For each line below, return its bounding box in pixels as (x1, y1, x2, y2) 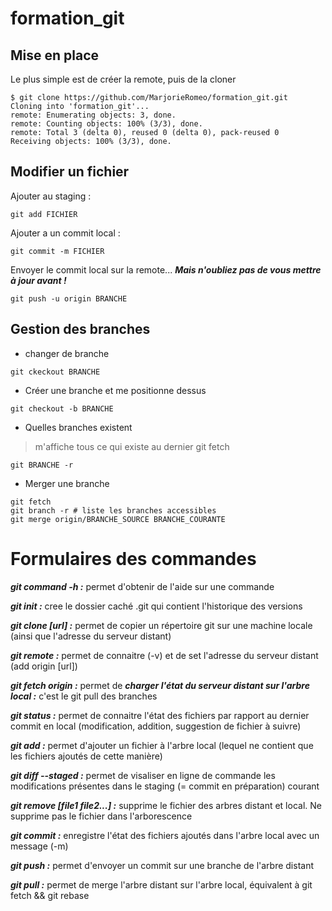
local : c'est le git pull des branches (10, 690, 158, 702)
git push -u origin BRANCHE (10, 293, 128, 304)
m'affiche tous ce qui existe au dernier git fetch (34, 440, 230, 452)
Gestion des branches (10, 321, 151, 338)
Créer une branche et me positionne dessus (24, 384, 207, 396)
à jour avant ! (10, 274, 67, 286)
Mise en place (10, 47, 100, 64)
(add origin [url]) (10, 660, 78, 672)
